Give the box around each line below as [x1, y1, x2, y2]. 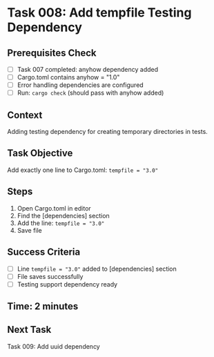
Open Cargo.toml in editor [17, 204, 91, 212]
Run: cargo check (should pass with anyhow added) [17, 88, 164, 97]
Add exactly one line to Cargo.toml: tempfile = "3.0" [7, 166, 159, 174]
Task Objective [7, 147, 73, 160]
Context [7, 109, 43, 121]
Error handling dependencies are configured [17, 81, 144, 89]
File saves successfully [17, 272, 84, 280]
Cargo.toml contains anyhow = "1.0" [17, 73, 120, 81]
